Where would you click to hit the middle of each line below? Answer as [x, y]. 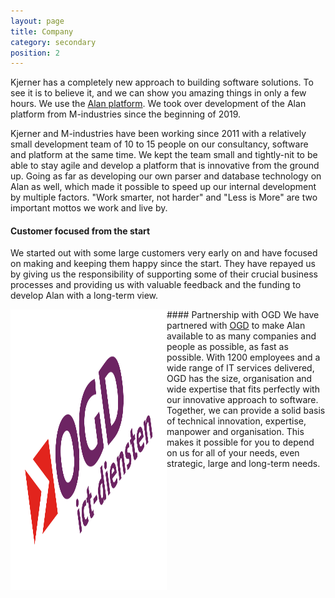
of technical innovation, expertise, [236, 421]
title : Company [42, 31]
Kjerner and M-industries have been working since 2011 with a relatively [158, 134]
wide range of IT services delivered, [240, 368]
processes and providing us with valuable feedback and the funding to [156, 285]
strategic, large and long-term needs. [243, 464]
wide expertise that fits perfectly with [243, 389]
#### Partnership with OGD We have [243, 315]
